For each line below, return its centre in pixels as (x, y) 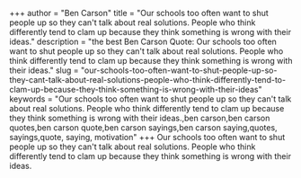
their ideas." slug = (44, 70)
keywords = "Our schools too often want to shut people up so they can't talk (150, 99)
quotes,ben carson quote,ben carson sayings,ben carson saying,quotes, (143, 128)
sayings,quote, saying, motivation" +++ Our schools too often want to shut (147, 137)
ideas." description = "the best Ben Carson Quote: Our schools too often (143, 41)
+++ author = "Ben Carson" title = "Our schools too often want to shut (139, 13)
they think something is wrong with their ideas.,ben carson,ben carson (140, 118)
